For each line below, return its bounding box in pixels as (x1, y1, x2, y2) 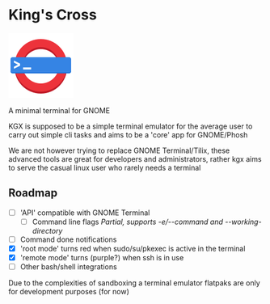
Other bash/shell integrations (19, 262, 117, 272)
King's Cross (8, 6, 97, 24)
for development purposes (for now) (8, 287, 129, 297)
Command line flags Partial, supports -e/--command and (32, 217, 224, 226)
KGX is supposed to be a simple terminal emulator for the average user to (8, 121, 253, 131)
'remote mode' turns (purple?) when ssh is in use (19, 253, 184, 262)
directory (32, 226, 63, 235)
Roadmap (8, 186, 58, 200)
